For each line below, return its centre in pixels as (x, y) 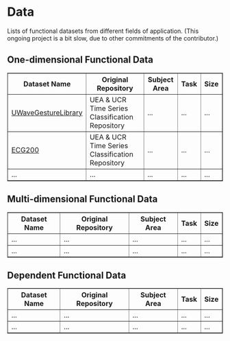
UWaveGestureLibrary (47, 113)
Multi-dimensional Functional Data (82, 199)
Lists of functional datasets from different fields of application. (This (103, 31)
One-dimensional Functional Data (80, 60)
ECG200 (25, 150)
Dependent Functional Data (67, 275)
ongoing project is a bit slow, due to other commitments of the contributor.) (113, 38)
